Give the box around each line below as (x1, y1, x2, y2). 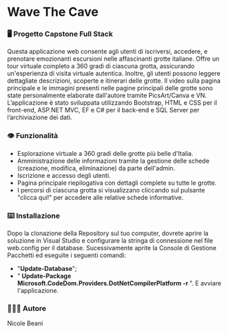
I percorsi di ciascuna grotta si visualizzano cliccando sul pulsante (17, 185, 205, 194)
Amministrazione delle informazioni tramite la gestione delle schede (17, 157, 210, 165)
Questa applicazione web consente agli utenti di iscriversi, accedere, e (7, 48, 208, 56)
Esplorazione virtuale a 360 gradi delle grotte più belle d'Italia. (17, 149, 194, 157)
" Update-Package (17, 272, 72, 280)
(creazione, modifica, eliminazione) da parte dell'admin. (17, 163, 176, 172)
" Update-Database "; (17, 265, 77, 273)
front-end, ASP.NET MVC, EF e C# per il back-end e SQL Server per (7, 106, 200, 114)
